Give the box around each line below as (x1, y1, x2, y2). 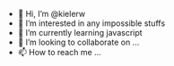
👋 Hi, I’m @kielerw (17, 9, 86, 19)
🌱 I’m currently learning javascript (17, 28, 143, 37)
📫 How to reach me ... (17, 47, 101, 57)
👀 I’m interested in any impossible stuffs (17, 18, 166, 29)
